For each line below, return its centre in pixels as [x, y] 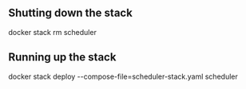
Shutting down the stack [71, 13]
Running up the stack [62, 58]
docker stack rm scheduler [53, 32]
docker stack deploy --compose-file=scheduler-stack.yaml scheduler [123, 76]
